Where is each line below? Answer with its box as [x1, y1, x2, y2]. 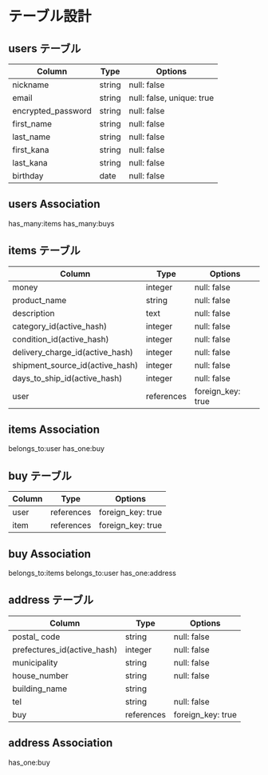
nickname [12, 79, 49, 90]
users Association [8, 198, 101, 211]
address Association [8, 737, 113, 750]
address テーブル [8, 593, 94, 607]
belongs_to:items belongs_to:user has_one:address [8, 569, 177, 578]
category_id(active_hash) [12, 321, 108, 332]
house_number [12, 669, 69, 681]
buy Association [8, 547, 92, 561]
